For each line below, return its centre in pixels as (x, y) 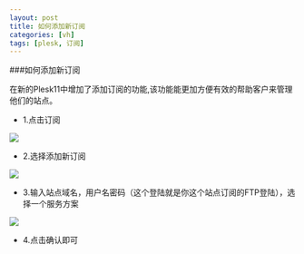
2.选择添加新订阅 (54, 156)
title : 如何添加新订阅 (48, 26)
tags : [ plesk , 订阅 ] (47, 43)
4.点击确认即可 (50, 240)
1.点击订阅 (41, 120)
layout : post (34, 18)
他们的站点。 (33, 101)
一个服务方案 (54, 204)
